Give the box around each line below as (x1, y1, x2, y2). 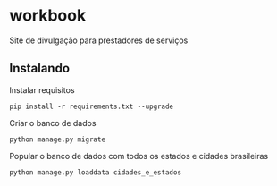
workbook (9, 5, 87, 26)
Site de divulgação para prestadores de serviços (9, 35, 189, 46)
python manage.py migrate (9, 135, 105, 144)
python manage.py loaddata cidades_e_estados (9, 167, 181, 177)
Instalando (9, 61, 70, 76)
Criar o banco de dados (9, 117, 97, 128)
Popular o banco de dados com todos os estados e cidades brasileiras (9, 150, 269, 161)
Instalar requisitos (9, 84, 75, 95)
